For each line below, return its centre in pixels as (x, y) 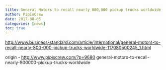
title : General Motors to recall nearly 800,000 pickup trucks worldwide (83, 10)
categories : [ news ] (25, 24)
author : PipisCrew (24, 14)
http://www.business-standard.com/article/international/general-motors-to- (83, 42)
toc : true (15, 28)
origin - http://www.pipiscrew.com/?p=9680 (50, 57)
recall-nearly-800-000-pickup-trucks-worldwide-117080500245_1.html (78, 48)
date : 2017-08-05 (23, 19)
